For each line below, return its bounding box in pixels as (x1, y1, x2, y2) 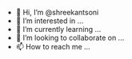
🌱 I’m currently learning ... (15, 25, 102, 33)
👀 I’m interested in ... (15, 16, 84, 26)
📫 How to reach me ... (15, 42, 90, 51)
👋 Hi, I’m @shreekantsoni (15, 8, 99, 17)
